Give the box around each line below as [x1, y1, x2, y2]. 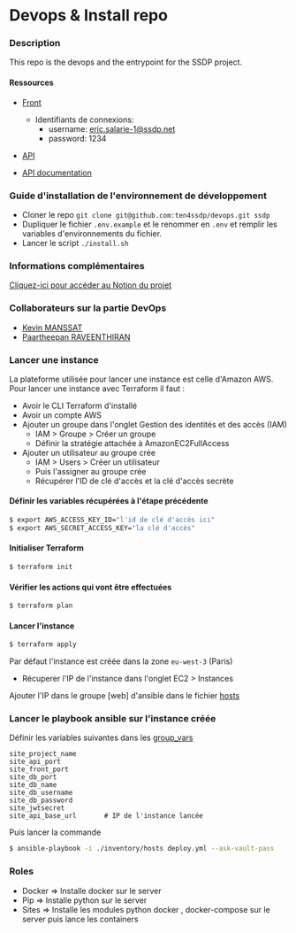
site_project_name [9, 750, 77, 759]
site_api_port [9, 758, 62, 767]
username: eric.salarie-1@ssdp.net [48, 123, 176, 134]
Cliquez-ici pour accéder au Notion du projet [9, 280, 172, 290]
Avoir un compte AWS [21, 409, 102, 420]
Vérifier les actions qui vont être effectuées [9, 582, 172, 592]
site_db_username [9, 789, 73, 798]
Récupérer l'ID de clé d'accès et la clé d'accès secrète [34, 475, 234, 486]
